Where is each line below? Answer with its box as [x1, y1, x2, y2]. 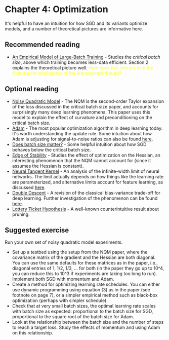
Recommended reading [5, 41, 80, 49]
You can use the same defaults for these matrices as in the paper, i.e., [12, 260, 158, 266]
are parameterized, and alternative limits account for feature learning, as [12, 179, 163, 185]
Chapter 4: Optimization [5, 4, 108, 15]
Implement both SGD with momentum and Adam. [12, 276, 114, 282]
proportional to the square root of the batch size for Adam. [12, 314, 135, 320]
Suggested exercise [5, 225, 69, 234]
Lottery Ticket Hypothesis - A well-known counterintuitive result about [12, 206, 159, 212]
